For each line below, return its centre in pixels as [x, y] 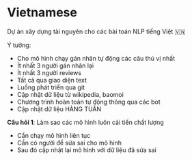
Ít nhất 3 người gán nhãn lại [55, 65]
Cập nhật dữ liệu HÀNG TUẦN [59, 109]
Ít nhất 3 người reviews [49, 72]
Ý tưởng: [19, 45]
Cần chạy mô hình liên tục [54, 135]
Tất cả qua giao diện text [52, 80]
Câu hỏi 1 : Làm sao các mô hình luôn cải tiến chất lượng [85, 122]
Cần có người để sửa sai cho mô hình [69, 143]
